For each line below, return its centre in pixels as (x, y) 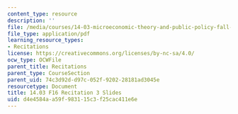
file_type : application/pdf (49, 34)
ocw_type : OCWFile (34, 60)
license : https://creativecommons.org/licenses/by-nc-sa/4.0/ (101, 54)
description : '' (31, 21)
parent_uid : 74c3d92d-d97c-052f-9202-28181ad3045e (84, 80)
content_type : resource (42, 14)
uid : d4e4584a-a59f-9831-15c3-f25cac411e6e (73, 100)
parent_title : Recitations (47, 67)
